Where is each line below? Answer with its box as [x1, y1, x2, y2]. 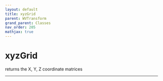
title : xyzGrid [5, 12, 36, 16]
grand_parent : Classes [5, 20, 51, 26]
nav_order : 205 [5, 25, 36, 30]
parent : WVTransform [5, 16, 47, 21]
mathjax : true [5, 29, 34, 34]
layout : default [5, 7, 38, 12]
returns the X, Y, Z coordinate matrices [5, 66, 82, 72]
